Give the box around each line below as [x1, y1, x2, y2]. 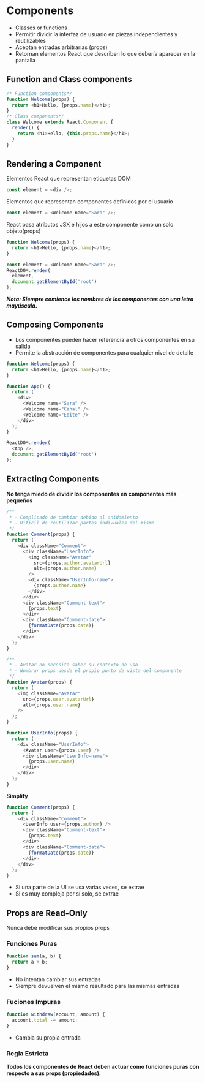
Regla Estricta [6, 1049, 49, 1057]
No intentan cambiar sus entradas [15, 975, 101, 983]
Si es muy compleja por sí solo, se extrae [15, 890, 119, 897]
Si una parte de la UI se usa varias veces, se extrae [15, 883, 145, 891]
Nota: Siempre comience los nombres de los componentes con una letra [6, 295, 194, 303]
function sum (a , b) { [6, 953, 62, 959]
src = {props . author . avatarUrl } [33, 560, 111, 566]
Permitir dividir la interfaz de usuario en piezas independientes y [15, 30, 178, 37]
